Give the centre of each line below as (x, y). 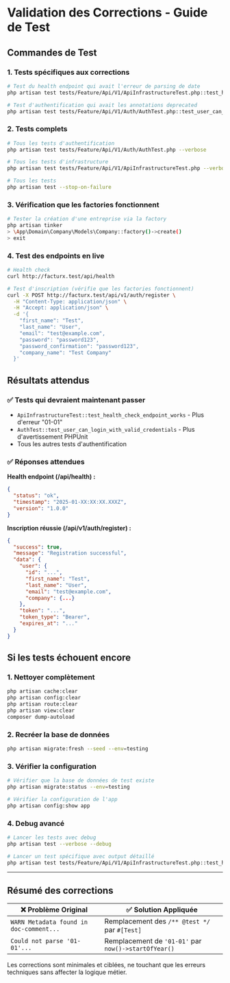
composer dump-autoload (41, 717)
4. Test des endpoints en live (56, 255)
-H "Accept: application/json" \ (61, 308)
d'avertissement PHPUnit (52, 437)
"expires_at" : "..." (49, 623)
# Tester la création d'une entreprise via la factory (87, 219)
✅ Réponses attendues (46, 461)
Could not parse (37, 941)
